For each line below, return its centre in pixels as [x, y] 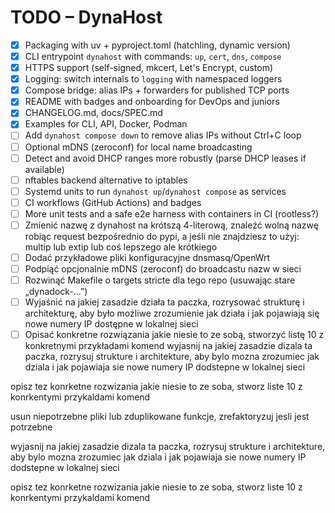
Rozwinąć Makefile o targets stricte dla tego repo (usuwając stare [160, 280]
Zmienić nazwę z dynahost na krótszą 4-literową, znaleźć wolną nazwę [171, 225]
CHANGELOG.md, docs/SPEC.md [93, 113]
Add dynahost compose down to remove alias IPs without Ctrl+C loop [163, 135]
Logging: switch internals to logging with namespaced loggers [153, 79]
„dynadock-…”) [56, 292]
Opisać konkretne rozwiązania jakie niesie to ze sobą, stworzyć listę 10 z [174, 335]
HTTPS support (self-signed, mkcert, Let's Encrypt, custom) [149, 68]
